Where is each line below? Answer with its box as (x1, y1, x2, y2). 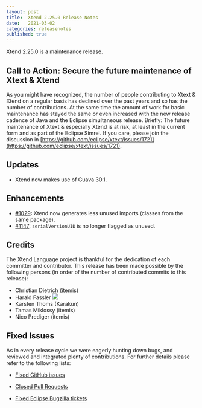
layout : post (6, 8, 39, 15)
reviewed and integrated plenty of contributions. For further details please (6, 353, 190, 360)
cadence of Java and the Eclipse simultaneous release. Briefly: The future (6, 116, 190, 124)
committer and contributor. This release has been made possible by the (6, 262, 184, 270)
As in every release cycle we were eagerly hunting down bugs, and (6, 347, 173, 354)
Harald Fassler (14, 294, 51, 301)
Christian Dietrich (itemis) (14, 287, 79, 294)
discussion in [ (6, 135, 43, 143)
